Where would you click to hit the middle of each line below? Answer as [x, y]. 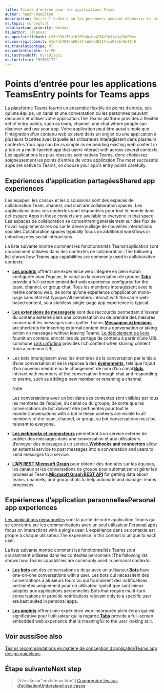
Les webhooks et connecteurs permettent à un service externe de [80, 434]
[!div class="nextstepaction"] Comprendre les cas [67, 681]
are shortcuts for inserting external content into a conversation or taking [84, 328]
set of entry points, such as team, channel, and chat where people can [76, 124]
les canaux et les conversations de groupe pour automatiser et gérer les [84, 469]
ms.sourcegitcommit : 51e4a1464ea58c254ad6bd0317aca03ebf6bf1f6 [71, 42]
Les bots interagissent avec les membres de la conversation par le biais [84, 358]
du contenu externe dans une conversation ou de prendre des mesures [84, 317]
